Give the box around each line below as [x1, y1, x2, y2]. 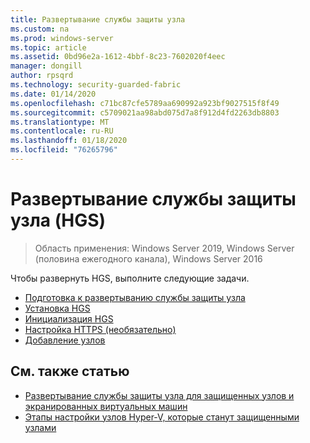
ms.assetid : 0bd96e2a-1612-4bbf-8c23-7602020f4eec [10, 52, 226, 62]
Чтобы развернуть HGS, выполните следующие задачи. [10, 272, 250, 284]
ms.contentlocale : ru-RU [10, 126, 114, 136]
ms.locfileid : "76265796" [10, 145, 118, 155]
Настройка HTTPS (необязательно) [24, 323, 177, 335]
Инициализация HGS [24, 312, 114, 325]
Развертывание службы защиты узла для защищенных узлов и [24, 389, 295, 401]
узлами [24, 421, 57, 433]
